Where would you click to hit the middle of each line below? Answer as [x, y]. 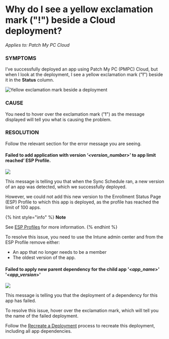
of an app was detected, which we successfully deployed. [66, 187]
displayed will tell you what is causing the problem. [58, 119]
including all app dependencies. [39, 331]
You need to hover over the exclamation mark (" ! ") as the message [75, 114]
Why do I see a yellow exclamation [79, 9]
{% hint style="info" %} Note [36, 217]
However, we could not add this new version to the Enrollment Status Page [83, 197]
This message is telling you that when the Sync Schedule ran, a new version [85, 182]
